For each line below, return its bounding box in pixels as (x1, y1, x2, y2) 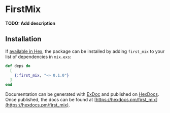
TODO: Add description (5, 20, 56, 26)
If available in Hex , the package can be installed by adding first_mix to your (5, 48, 165, 54)
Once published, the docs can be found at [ (5, 97, 96, 103)
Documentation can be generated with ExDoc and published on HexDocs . (5, 91, 159, 97)
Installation (5, 35, 42, 43)
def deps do (5, 63, 30, 69)
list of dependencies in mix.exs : (5, 53, 72, 60)
